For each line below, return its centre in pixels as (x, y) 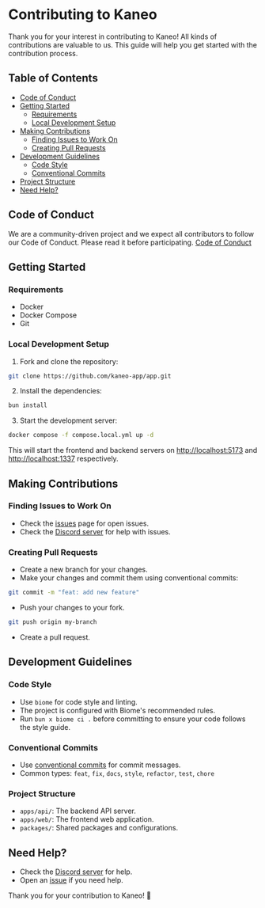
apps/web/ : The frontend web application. (87, 819)
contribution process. (43, 53)
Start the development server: (68, 420)
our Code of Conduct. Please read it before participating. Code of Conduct (130, 242)
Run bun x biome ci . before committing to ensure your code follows (132, 719)
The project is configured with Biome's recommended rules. (117, 710)
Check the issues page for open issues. (84, 523)
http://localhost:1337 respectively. (63, 459)
